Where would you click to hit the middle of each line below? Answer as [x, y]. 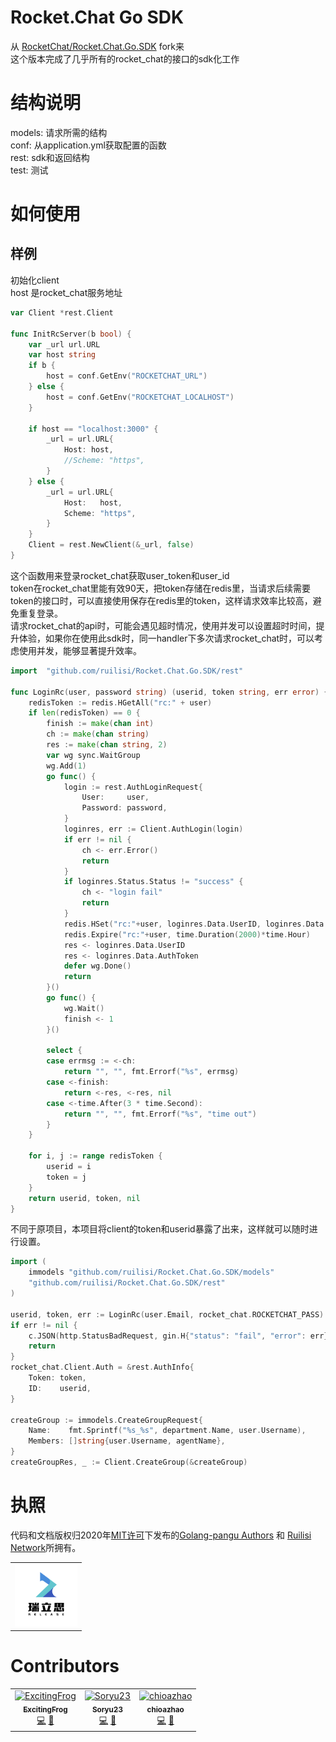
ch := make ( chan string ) [98, 734]
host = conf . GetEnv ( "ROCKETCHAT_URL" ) [127, 376]
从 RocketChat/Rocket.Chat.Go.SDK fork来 [97, 46]
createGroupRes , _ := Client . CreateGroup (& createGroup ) [129, 1462]
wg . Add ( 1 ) [66, 766]
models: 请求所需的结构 [59, 132]
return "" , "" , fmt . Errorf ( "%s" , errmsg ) [151, 1072]
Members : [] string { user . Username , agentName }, [127, 1441]
